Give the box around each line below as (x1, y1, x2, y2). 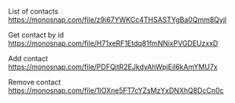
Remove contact (8, 78, 61, 86)
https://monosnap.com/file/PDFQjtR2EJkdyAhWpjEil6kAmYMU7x (8, 62, 218, 72)
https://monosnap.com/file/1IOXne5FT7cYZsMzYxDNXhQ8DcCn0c (8, 86, 224, 95)
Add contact (8, 54, 49, 63)
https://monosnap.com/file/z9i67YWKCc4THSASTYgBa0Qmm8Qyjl (8, 15, 227, 24)
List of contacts (8, 7, 59, 16)
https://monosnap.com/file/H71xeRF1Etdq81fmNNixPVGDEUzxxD (8, 39, 218, 48)
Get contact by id (8, 31, 64, 39)
